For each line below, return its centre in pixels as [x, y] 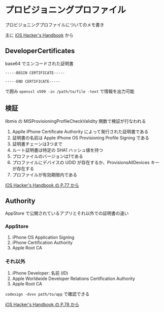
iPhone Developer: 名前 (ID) [40, 273]
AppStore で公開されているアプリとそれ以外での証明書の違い [67, 213]
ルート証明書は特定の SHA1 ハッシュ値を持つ [58, 150]
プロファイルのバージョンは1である [48, 156]
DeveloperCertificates [40, 51]
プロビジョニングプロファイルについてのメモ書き [55, 25]
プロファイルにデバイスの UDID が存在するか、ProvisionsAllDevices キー [86, 162]
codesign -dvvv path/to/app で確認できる [47, 294]
